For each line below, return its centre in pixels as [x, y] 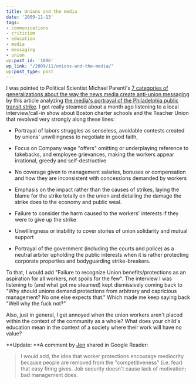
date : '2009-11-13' [30, 17]
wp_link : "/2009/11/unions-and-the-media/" [60, 66]
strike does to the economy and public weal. [68, 202]
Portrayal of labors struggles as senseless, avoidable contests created [99, 131]
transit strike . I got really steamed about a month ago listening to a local [92, 107]
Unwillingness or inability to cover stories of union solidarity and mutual [101, 231]
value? [14, 334]
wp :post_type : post [30, 72]
